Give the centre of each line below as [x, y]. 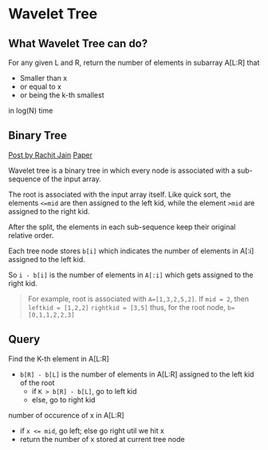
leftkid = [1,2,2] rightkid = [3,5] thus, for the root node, [126, 307]
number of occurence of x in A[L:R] [67, 415]
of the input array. [72, 179]
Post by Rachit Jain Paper [51, 155]
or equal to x [41, 86]
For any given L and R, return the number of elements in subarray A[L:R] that [134, 62]
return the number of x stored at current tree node [102, 439]
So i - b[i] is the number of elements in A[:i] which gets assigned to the [131, 275]
